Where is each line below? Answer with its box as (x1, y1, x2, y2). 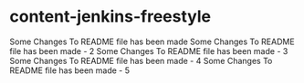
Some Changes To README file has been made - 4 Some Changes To (9, 55, 273, 66)
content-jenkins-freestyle (9, 6, 212, 27)
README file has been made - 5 (9, 65, 131, 76)
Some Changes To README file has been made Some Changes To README (9, 36, 295, 47)
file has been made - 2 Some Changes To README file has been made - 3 (9, 45, 288, 56)
